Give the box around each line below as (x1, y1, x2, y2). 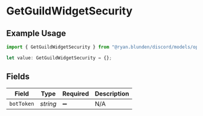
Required (62, 89, 89, 97)
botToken (9, 100, 34, 107)
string (40, 99, 57, 108)
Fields (6, 72, 30, 82)
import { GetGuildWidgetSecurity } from (6, 44, 110, 50)
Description (94, 89, 129, 97)
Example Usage (6, 28, 66, 38)
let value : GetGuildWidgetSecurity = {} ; (6, 55, 112, 61)
